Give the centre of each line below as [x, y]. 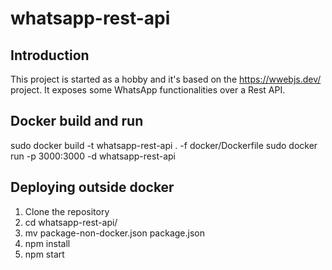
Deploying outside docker [92, 187]
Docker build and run [77, 121]
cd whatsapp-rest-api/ [71, 222]
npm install [47, 243]
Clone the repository [67, 211]
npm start [44, 254]
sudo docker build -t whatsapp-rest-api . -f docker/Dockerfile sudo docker [164, 145]
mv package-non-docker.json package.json [114, 233]
